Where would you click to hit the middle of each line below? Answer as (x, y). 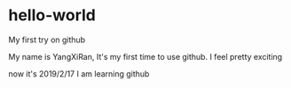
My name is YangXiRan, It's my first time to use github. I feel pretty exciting (145, 56)
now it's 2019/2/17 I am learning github (79, 73)
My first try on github (47, 40)
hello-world (52, 15)
